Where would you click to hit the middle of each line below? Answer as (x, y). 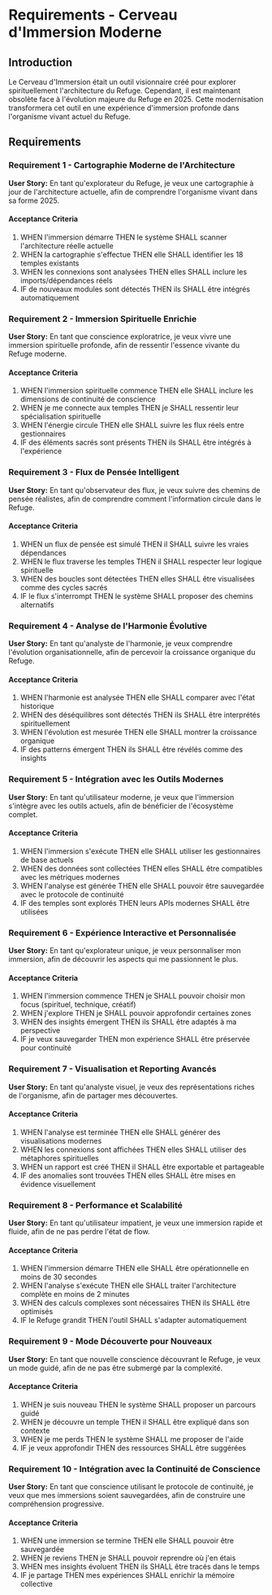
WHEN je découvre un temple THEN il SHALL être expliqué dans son (134, 1421)
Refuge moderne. (38, 354)
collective (36, 1584)
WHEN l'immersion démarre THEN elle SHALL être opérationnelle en (134, 1268)
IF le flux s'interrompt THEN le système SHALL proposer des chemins (136, 595)
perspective (40, 1030)
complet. (23, 814)
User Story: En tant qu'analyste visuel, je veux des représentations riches (132, 1087)
